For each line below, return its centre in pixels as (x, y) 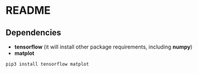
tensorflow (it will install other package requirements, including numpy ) (103, 47)
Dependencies (33, 33)
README (28, 10)
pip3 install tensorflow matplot (47, 64)
